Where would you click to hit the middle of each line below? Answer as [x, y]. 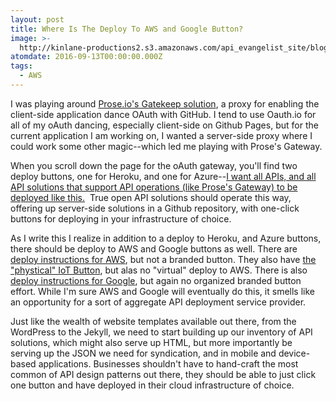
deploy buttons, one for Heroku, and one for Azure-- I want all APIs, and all [163, 176]
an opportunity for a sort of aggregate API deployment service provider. [158, 302]
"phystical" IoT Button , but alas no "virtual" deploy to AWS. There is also [159, 270]
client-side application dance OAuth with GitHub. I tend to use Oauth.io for [163, 114]
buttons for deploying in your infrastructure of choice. [121, 218]
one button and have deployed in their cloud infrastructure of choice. [152, 385]
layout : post [37, 19]
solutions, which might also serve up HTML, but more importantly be [151, 342]
